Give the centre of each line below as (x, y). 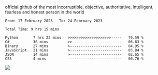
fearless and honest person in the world (45, 12)
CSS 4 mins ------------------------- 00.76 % (74, 59)
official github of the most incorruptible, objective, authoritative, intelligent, (79, 7)
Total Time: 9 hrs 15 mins (32, 29)
